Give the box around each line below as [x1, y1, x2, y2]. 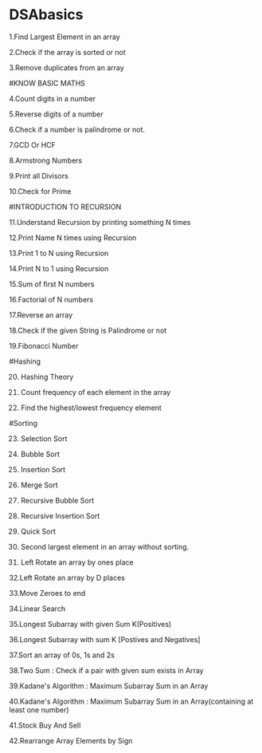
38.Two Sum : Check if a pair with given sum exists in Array [9, 665, 204, 675]
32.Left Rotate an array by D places [9, 573, 126, 582]
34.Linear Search [9, 604, 66, 613]
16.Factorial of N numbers [9, 294, 94, 304]
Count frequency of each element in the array [20, 387, 171, 396]
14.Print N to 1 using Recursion [9, 263, 109, 273]
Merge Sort [20, 480, 58, 490]
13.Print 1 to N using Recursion [9, 248, 109, 258]
